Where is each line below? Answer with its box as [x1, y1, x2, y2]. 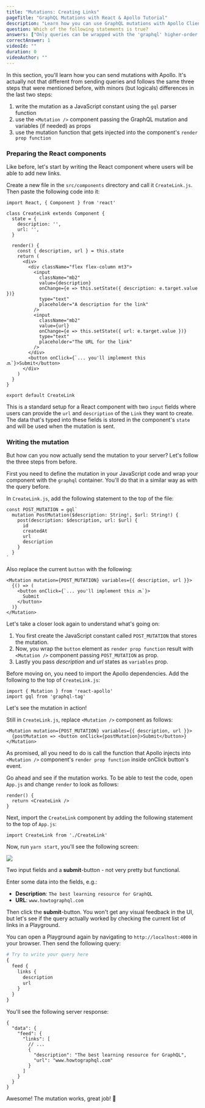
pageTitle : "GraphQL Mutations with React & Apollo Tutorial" [6, 15, 168, 21]
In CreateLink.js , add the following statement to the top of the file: [6, 495, 174, 502]
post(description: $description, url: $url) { [17, 517, 138, 523]
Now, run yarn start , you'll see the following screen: [6, 843, 139, 851]
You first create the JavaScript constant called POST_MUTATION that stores [15, 632, 197, 640]
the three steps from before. [6, 458, 77, 465]
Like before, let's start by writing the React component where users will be [6, 163, 193, 170]
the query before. [6, 483, 51, 490]
